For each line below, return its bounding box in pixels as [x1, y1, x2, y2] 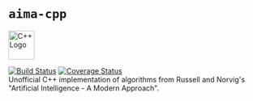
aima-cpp [8, 6, 67, 22]
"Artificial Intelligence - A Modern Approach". [8, 83, 160, 93]
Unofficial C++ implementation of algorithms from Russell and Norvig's [8, 74, 246, 84]
